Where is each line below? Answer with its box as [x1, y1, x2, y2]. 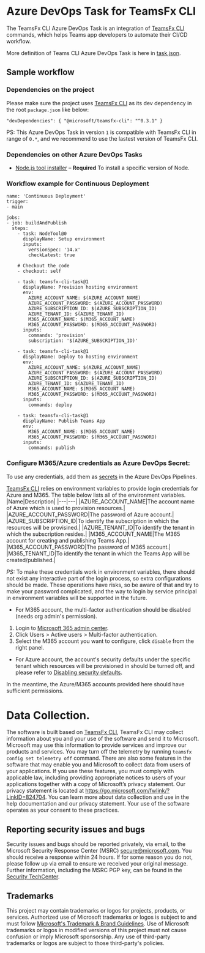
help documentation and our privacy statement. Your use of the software [6, 800, 190, 807]
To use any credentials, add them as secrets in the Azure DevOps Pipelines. [6, 473, 197, 480]
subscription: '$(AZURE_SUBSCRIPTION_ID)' [28, 338, 138, 344]
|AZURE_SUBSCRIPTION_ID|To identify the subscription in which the [6, 517, 179, 524]
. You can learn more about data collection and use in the [45, 793, 190, 801]
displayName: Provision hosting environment [22, 284, 138, 291]
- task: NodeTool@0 [17, 231, 67, 237]
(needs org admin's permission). [15, 612, 98, 620]
